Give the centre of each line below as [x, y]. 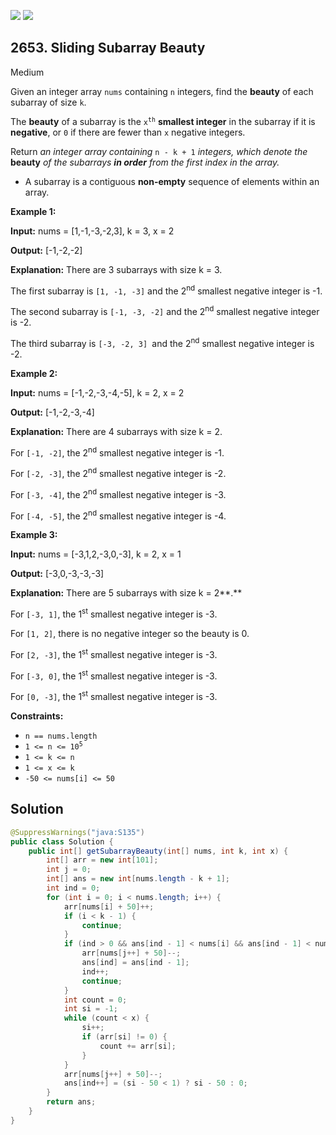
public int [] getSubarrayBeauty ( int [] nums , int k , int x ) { [158, 851]
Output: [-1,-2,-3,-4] [52, 412]
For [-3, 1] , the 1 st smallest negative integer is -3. [114, 613]
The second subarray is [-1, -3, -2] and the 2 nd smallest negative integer [165, 311]
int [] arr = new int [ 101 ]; [102, 860]
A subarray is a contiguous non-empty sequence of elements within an [172, 181]
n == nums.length [61, 736]
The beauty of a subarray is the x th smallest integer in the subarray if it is [163, 121]
